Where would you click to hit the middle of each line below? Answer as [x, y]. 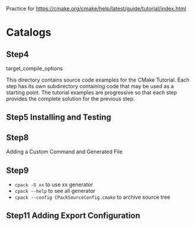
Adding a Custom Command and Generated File [64, 152]
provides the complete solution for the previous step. [71, 99]
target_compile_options [35, 68]
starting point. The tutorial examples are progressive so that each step [92, 92]
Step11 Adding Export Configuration [73, 216]
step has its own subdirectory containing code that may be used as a [90, 86]
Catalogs [29, 33]
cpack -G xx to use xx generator [54, 185]
